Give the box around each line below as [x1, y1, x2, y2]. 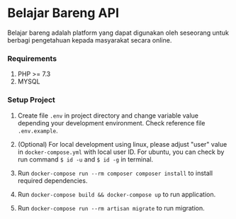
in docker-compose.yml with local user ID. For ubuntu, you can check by [17, 147, 225, 156]
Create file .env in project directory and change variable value [17, 111, 198, 120]
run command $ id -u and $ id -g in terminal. [17, 155, 154, 164]
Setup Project [7, 95, 55, 105]
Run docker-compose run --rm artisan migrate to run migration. [17, 203, 206, 212]
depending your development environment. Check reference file [17, 118, 206, 127]
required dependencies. [17, 176, 88, 185]
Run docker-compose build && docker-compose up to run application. [17, 190, 216, 198]
